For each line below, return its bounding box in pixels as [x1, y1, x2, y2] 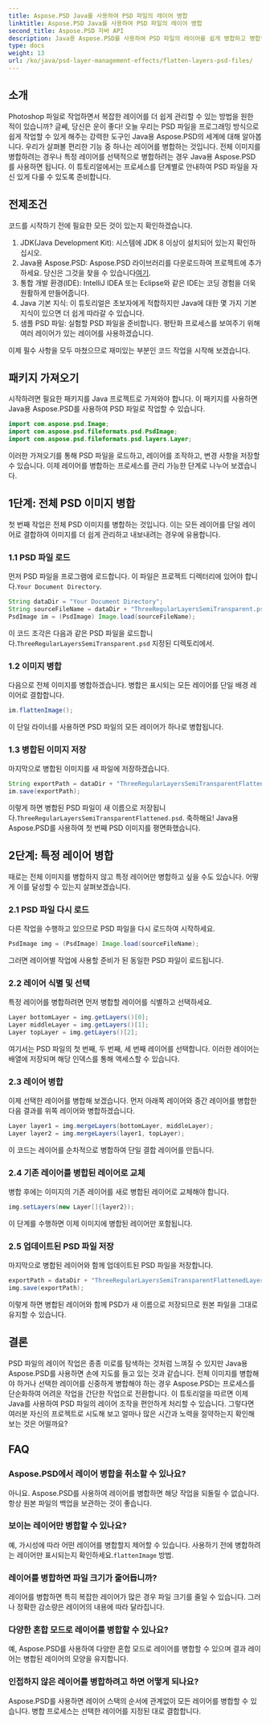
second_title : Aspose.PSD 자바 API [8, 27, 125, 35]
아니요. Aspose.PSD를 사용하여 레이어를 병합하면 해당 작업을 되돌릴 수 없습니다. [8, 1488, 260, 1498]
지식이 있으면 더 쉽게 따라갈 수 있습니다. [19, 308, 145, 318]
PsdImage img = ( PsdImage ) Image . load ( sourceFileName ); [8, 940, 199, 948]
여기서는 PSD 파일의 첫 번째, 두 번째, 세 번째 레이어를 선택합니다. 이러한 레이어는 [8, 1043, 260, 1053]
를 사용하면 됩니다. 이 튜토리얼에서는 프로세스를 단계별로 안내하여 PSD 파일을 [8, 162, 250, 171]
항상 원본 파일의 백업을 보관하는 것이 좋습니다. [8, 1498, 153, 1508]
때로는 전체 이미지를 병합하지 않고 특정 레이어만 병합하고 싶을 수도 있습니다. [8, 871, 244, 882]
